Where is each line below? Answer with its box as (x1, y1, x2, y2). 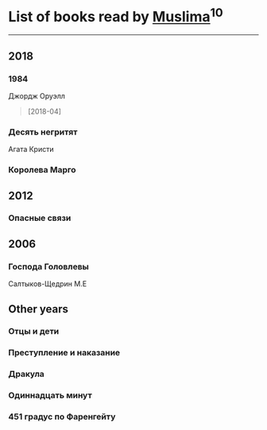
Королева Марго (8, 165, 77, 176)
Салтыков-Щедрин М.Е (8, 279, 87, 289)
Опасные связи (8, 212, 72, 223)
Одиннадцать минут (8, 390, 93, 401)
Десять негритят (8, 126, 78, 138)
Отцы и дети (8, 326, 60, 337)
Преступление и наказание (8, 347, 121, 358)
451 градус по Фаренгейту (8, 411, 116, 422)
